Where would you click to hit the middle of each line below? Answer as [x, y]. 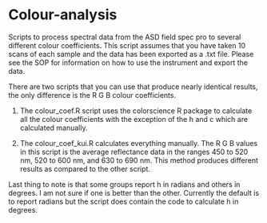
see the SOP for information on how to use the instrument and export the [128, 63]
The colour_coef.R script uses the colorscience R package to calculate [136, 111]
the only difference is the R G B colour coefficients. [92, 95]
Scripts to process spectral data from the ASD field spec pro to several [125, 37]
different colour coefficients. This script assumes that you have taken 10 [127, 45]
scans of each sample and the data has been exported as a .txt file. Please [131, 54]
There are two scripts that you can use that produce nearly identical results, [133, 87]
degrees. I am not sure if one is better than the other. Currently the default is [134, 193]
